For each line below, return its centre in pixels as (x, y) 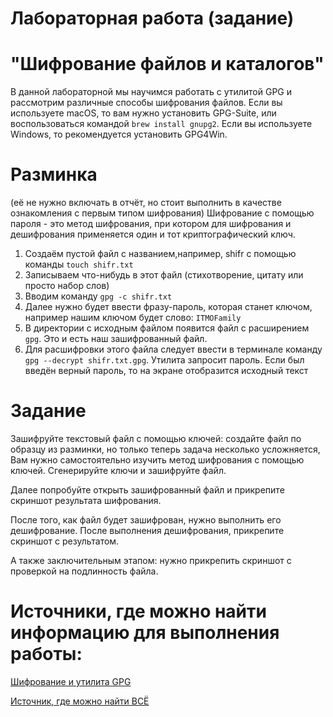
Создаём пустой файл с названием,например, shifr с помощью (160, 254)
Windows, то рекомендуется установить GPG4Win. (119, 134)
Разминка (54, 174)
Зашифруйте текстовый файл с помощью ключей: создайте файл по (156, 438)
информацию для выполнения (145, 633)
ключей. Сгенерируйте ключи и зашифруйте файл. (118, 470)
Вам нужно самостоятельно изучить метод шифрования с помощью (157, 460)
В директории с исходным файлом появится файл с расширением (167, 328)
